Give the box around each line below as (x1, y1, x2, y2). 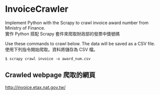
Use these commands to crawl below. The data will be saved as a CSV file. (5, 40, 156, 46)
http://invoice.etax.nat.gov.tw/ (5, 84, 66, 90)
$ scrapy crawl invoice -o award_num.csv (5, 56, 91, 61)
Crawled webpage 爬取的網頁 (5, 71, 95, 79)
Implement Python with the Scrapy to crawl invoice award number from (5, 20, 149, 26)
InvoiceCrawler (5, 3, 69, 15)
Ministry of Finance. (5, 25, 46, 31)
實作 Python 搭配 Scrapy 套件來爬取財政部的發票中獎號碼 (5, 31, 120, 36)
